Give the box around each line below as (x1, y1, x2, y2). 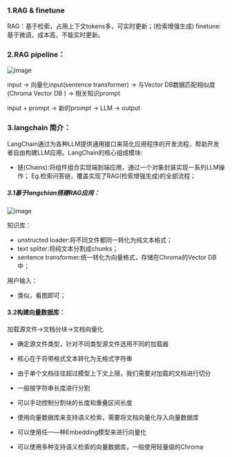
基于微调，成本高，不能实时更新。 (7, 30, 104, 39)
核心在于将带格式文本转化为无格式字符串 (17, 355, 133, 363)
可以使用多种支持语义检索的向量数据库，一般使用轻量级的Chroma (17, 442, 204, 451)
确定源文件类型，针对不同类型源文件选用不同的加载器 (17, 340, 169, 348)
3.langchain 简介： (7, 123, 71, 132)
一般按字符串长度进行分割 (17, 384, 90, 393)
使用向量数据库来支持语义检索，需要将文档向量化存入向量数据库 (17, 413, 199, 422)
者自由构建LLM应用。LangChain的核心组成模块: (7, 148, 143, 156)
